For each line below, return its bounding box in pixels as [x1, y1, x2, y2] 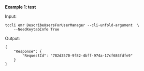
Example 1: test [5, 4, 36, 10]
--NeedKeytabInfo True [14, 27, 59, 32]
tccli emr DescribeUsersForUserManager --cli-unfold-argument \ [5, 23, 139, 28]
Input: [5, 14, 17, 19]
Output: [5, 36, 20, 41]
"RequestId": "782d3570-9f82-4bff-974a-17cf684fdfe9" [22, 53, 133, 58]
